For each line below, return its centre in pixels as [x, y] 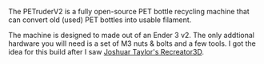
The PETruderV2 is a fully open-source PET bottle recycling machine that [129, 11]
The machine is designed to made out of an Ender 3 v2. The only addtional [131, 35]
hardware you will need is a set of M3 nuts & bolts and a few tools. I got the [132, 43]
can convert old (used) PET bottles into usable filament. [100, 20]
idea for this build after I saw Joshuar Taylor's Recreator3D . [106, 52]
